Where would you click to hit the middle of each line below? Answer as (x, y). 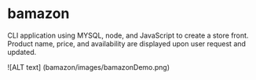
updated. (22, 52)
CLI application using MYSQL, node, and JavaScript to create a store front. (128, 35)
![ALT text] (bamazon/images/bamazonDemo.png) (89, 67)
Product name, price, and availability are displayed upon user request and (127, 43)
